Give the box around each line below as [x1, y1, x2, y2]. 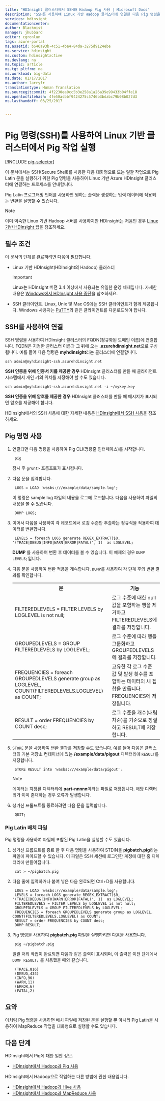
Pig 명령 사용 [5, 432, 42, 440]
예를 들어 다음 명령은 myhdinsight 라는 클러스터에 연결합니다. [19, 349, 137, 355]
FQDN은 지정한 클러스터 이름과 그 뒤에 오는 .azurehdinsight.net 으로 [15, 343, 149, 349]
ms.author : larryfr [5, 80, 45, 85]
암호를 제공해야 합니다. [10, 399, 54, 405]
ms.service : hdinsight [5, 48, 52, 53]
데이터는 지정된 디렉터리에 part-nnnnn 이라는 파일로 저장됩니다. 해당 [12, 786, 144, 792]
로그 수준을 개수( [112, 709, 148, 716]
